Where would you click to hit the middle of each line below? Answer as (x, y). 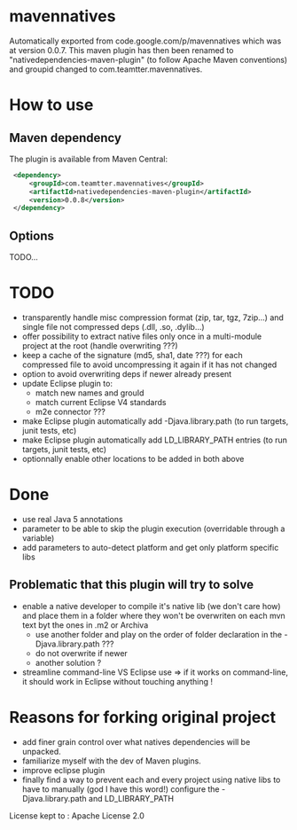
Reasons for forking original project (143, 717)
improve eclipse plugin (63, 770)
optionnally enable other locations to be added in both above (133, 459)
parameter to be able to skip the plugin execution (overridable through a (153, 529)
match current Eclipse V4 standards (101, 403)
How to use (51, 105)
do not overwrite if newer (82, 653)
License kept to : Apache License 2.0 (77, 815)
